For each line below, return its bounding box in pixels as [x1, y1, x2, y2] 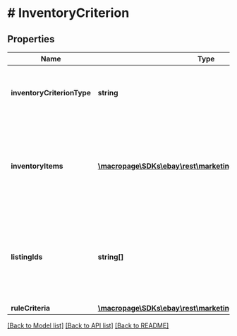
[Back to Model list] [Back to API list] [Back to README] [7, 321, 169, 330]
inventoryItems [11, 161, 63, 171]
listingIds [11, 252, 43, 262]
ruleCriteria [11, 304, 51, 313]
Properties [7, 33, 55, 45]
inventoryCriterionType [11, 88, 92, 97]
